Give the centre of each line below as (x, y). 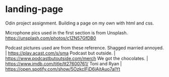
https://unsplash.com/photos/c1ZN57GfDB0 (51, 38)
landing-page (34, 9)
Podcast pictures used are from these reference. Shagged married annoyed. (84, 47)
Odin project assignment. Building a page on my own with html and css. (79, 23)
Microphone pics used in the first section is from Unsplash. (67, 32)
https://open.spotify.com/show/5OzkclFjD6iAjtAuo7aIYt (63, 69)
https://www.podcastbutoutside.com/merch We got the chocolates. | (77, 58)
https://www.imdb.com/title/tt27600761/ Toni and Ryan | (64, 63)
